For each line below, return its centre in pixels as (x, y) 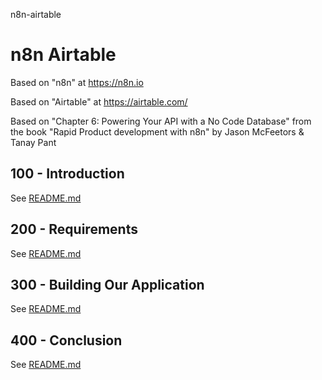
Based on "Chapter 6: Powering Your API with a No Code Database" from (161, 121)
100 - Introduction (67, 174)
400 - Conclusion (66, 340)
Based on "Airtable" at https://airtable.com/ (99, 101)
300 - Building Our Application (107, 284)
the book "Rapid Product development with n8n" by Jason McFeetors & (157, 131)
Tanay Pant (33, 142)
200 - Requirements (74, 229)
